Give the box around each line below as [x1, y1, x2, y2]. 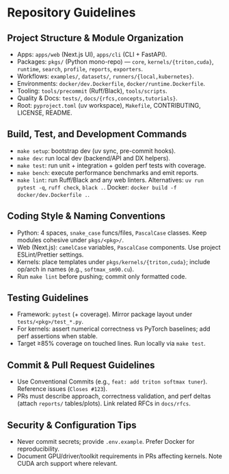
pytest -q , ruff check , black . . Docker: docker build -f [16, 183, 177, 191]
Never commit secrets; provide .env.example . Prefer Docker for [16, 438, 195, 446]
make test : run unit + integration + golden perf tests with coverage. [16, 161, 206, 169]
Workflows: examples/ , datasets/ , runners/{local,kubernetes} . [16, 72, 195, 80]
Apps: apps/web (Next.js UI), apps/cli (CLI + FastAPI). [16, 50, 167, 58]
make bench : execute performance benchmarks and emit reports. [16, 168, 199, 176]
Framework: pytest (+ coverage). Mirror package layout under [16, 310, 193, 318]
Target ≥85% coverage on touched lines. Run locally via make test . [16, 340, 206, 348]
